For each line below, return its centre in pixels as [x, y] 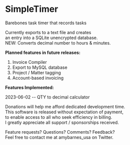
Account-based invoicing [38, 78]
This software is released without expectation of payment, [64, 112]
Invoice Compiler [29, 62]
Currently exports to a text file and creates [48, 32]
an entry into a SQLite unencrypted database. [51, 38]
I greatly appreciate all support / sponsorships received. [62, 122]
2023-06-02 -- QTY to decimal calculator [47, 97]
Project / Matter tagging [37, 72]
